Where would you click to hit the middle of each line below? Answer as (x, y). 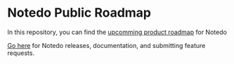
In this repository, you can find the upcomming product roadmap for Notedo (117, 32)
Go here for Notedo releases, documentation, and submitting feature (106, 45)
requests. (21, 53)
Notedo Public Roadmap (79, 13)
